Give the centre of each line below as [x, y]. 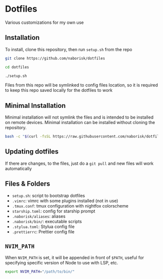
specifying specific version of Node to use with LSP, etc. [62, 262]
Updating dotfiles [32, 152]
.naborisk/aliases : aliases [39, 216]
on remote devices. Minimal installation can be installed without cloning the [80, 122]
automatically [18, 168]
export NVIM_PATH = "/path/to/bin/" [40, 271]
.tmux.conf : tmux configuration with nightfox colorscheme [70, 206]
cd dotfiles [17, 67]
